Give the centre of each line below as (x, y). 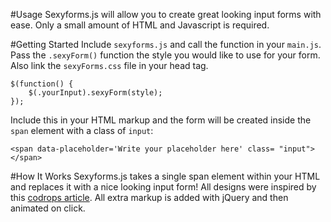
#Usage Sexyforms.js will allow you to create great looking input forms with (166, 14)
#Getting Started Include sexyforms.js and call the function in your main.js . (166, 44)
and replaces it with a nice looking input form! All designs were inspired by (163, 187)
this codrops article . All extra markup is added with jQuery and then (149, 197)
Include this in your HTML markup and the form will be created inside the (161, 120)
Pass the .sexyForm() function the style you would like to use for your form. (165, 55)
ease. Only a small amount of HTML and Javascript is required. (140, 25)
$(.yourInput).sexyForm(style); (95, 93)
